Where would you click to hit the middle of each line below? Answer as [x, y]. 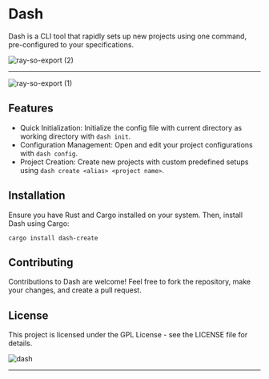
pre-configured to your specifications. [71, 44]
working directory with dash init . [75, 136]
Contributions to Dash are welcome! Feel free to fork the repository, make [129, 282]
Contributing [41, 262]
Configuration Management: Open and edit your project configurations [137, 144]
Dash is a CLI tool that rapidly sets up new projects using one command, [127, 36]
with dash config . [49, 153]
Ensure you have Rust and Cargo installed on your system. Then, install [125, 215]
